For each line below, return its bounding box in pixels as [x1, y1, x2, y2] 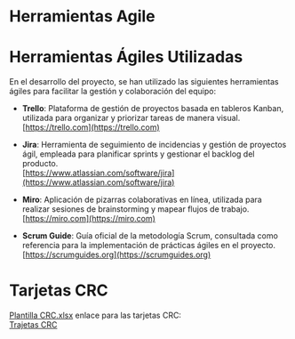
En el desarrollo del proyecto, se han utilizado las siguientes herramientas [9, 77, 279, 87]
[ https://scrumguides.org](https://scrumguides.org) [21, 249, 211, 260]
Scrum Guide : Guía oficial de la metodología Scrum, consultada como [21, 230, 278, 241]
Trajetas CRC [9, 319, 58, 330]
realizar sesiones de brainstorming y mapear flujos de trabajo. [21, 204, 250, 214]
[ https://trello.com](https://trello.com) [21, 122, 160, 133]
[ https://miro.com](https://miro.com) [21, 214, 155, 224]
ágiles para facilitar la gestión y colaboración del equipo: [9, 86, 216, 97]
